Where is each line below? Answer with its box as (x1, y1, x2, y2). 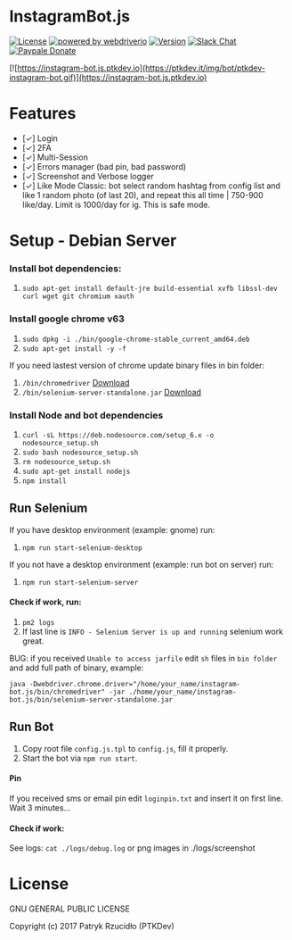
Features (9, 104, 77, 124)
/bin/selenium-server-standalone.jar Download (21, 387, 202, 397)
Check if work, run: (9, 596, 82, 608)
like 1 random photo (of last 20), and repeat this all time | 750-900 (21, 189, 264, 200)
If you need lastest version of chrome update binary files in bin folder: (9, 360, 265, 370)
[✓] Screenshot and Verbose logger (21, 171, 154, 181)
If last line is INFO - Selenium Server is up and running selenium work (21, 626, 284, 636)
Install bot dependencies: (9, 262, 122, 274)
